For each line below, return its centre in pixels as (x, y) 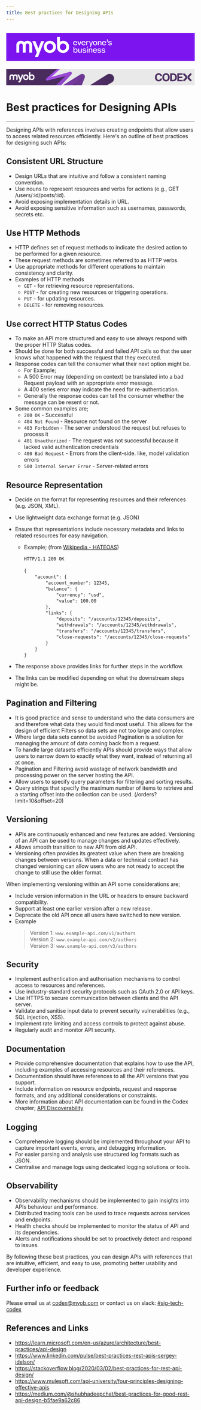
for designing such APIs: (36, 142)
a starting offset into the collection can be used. (74, 794)
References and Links (47, 1328)
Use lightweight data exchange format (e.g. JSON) (77, 517)
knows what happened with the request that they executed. (88, 358)
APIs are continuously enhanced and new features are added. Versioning (105, 834)
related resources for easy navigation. (62, 536)
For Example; (40, 370)
